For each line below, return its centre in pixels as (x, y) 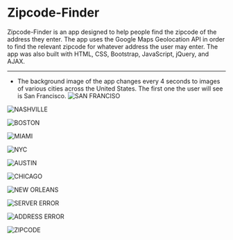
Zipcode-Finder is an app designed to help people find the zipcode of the (112, 32)
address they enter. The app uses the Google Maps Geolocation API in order (116, 39)
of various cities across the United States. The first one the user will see (120, 89)
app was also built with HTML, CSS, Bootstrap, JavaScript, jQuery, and (108, 54)
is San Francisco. (42, 95)
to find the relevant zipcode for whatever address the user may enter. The (113, 46)
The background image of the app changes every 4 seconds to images (119, 81)
